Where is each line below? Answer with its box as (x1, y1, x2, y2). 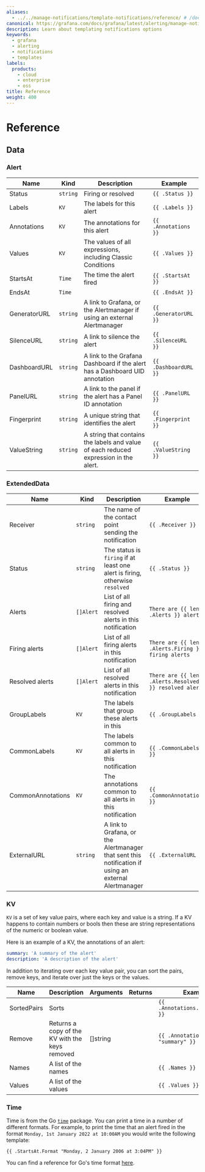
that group (104, 706, 134, 714)
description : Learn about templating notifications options (6, 26, 163, 32)
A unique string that (83, 411, 140, 420)
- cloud (17, 72, 37, 78)
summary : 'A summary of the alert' (6, 951, 97, 957)
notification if (104, 858, 142, 867)
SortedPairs (9, 1004, 43, 1012)
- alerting (12, 43, 40, 50)
